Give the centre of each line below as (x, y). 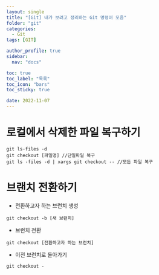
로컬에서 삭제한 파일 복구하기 (73, 133)
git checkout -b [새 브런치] (40, 218)
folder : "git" (24, 23)
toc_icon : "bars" (28, 84)
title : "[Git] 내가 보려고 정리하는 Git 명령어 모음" (67, 18)
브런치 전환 (28, 230)
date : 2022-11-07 (28, 101)
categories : (21, 29)
